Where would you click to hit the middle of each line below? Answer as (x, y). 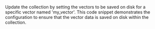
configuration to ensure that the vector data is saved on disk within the (77, 17)
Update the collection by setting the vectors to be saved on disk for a (75, 7)
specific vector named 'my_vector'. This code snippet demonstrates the (78, 12)
